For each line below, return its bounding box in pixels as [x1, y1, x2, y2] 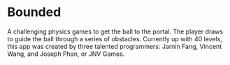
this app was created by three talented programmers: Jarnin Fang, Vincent [7, 42, 222, 50]
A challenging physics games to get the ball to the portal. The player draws [7, 27, 224, 36]
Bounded [7, 4, 62, 20]
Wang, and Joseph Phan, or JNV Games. [7, 50, 125, 58]
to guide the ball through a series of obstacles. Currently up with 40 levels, [7, 34, 222, 43]
